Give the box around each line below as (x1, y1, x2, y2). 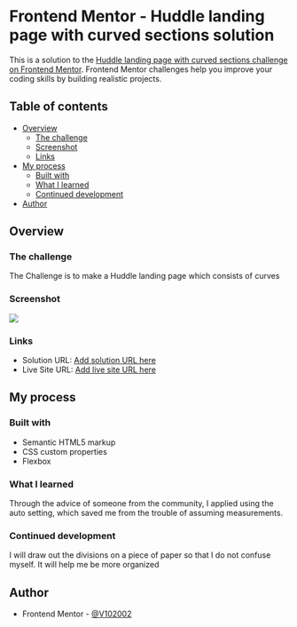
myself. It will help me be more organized (9, 560, 160, 570)
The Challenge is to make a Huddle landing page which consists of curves (9, 271, 280, 282)
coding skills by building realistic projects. (9, 73, 162, 83)
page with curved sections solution (9, 25, 275, 45)
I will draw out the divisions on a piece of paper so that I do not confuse (9, 550, 271, 560)
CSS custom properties (21, 446, 108, 456)
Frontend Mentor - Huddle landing (9, 6, 265, 27)
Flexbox (21, 456, 51, 466)
